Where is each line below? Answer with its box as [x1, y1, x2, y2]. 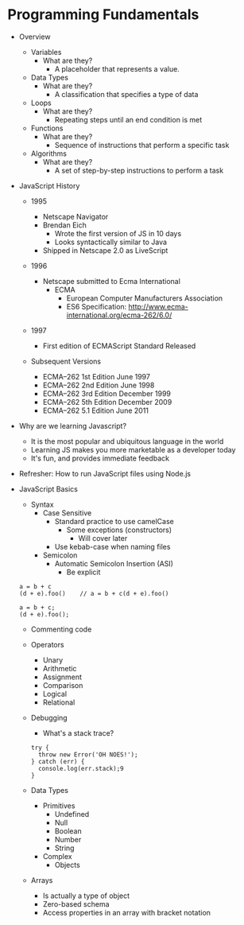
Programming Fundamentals [7, 6, 199, 24]
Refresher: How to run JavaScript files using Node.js [18, 468, 192, 478]
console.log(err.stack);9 [37, 764, 124, 772]
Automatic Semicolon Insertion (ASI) [54, 558, 174, 568]
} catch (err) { [30, 757, 85, 765]
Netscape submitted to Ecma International [42, 276, 180, 286]
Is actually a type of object [42, 891, 130, 900]
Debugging [30, 713, 68, 722]
